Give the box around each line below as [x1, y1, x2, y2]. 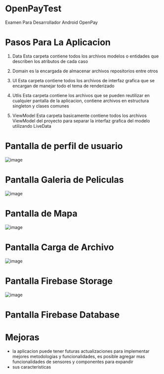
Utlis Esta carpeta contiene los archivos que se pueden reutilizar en [12, 92, 150, 98]
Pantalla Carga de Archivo [5, 241, 114, 253]
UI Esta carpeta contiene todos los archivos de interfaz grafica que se [12, 77, 155, 83]
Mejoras [5, 331, 40, 343]
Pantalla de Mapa [5, 208, 78, 219]
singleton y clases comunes [12, 103, 69, 109]
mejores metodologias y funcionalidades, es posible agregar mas [12, 353, 145, 359]
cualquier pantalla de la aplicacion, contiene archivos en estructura [12, 98, 149, 104]
